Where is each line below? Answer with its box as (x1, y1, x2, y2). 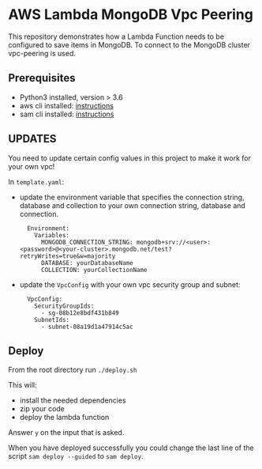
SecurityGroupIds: (34, 302, 95, 310)
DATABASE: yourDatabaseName (40, 259, 133, 267)
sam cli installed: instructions (19, 109, 114, 119)
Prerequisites (8, 71, 76, 85)
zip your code (19, 404, 65, 414)
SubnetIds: (34, 316, 70, 323)
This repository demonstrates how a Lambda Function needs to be (8, 32, 225, 41)
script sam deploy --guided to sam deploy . (8, 452, 144, 461)
